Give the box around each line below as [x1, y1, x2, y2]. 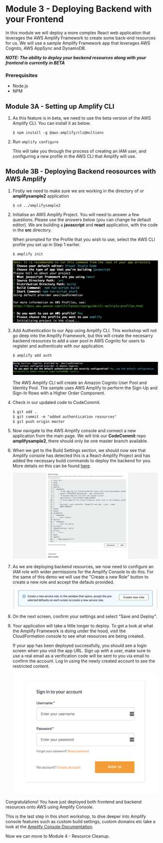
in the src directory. [12, 227, 52, 233]
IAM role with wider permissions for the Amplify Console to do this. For [12, 569, 154, 575]
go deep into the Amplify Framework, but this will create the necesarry [12, 333, 153, 338]
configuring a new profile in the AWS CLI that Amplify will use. [12, 153, 136, 159]
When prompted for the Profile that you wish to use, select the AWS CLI [12, 236, 155, 242]
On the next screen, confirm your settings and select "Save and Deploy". [12, 613, 158, 620]
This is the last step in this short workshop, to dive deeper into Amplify [5, 813, 147, 819]
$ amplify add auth [12, 353, 52, 358]
